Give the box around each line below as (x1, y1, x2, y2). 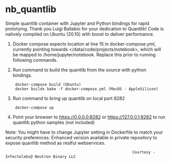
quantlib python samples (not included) (12, 119, 95, 125)
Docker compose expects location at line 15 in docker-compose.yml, (12, 40, 156, 47)
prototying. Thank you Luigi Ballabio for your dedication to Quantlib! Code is (5, 25, 164, 31)
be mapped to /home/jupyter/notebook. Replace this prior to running (12, 52, 156, 58)
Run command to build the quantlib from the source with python (12, 67, 147, 73)
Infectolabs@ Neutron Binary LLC (5, 154, 76, 159)
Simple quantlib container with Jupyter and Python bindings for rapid (5, 20, 150, 26)
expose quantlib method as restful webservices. (5, 140, 106, 146)
